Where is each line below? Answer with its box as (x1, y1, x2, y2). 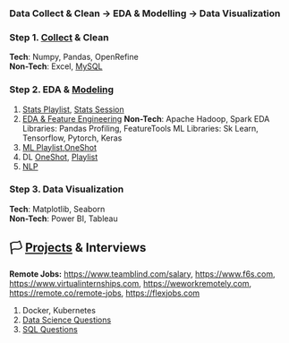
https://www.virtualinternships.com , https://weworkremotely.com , (9, 278, 252, 288)
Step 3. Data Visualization (9, 183, 124, 195)
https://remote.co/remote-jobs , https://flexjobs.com (9, 287, 200, 298)
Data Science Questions (21, 314, 112, 325)
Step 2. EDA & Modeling (9, 83, 115, 96)
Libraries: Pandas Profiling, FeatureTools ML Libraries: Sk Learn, (21, 123, 259, 133)
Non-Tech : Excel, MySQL (9, 61, 103, 72)
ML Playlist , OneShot (21, 141, 97, 152)
